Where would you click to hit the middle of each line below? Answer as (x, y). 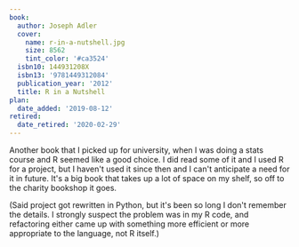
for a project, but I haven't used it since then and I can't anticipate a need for (149, 169)
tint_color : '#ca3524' (67, 59)
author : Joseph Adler (57, 26)
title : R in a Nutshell (61, 92)
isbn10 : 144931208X (53, 68)
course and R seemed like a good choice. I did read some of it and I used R (146, 159)
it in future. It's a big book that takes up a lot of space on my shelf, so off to (147, 178)
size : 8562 (45, 51)
